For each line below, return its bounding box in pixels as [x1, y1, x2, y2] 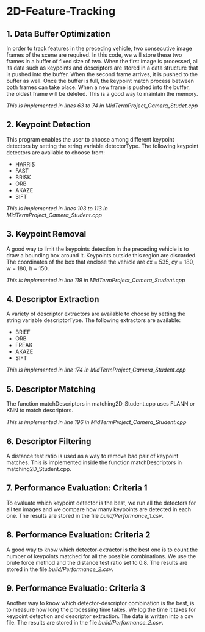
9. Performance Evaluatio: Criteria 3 [6, 583, 146, 594]
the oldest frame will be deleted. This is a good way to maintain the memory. [6, 90, 198, 97]
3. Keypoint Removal [6, 229, 87, 239]
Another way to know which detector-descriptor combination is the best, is [6, 599, 195, 606]
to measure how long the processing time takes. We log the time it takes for [6, 606, 196, 613]
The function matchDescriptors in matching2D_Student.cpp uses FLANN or [6, 400, 195, 408]
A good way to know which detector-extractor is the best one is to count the [6, 546, 198, 553]
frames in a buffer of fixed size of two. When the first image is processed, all [6, 58, 199, 65]
